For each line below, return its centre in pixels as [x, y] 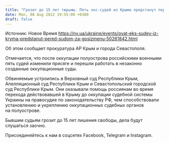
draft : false [19, 19]
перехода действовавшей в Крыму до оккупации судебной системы [79, 95]
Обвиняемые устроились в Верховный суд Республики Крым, [72, 79]
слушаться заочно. [26, 125]
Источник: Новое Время [31, 34]
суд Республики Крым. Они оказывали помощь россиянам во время [79, 89]
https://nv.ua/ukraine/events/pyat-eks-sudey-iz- [108, 34]
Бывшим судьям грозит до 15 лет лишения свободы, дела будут [74, 120]
